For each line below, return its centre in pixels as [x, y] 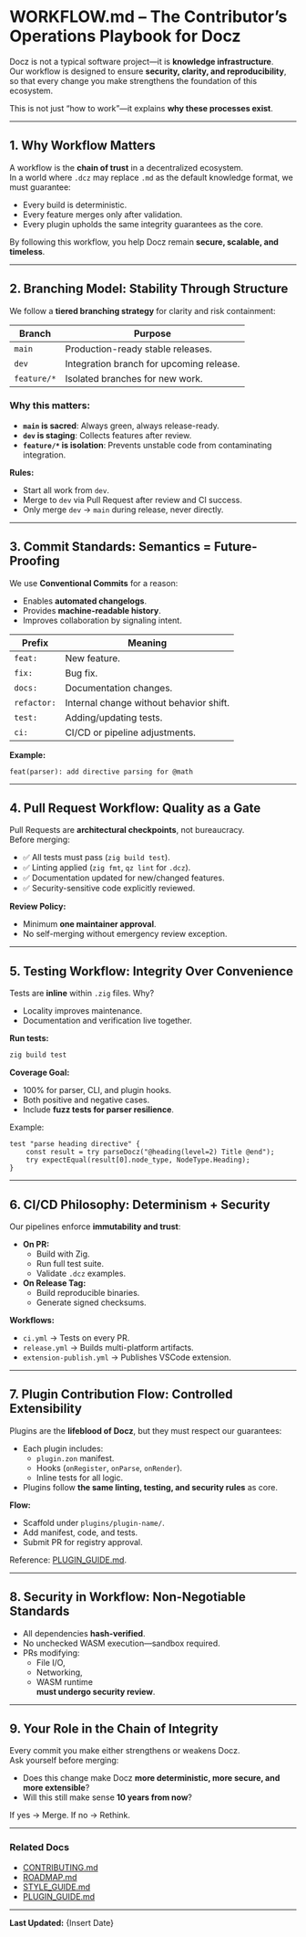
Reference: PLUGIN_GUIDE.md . [68, 1560]
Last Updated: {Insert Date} [62, 1922]
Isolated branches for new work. [134, 378]
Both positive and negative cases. [86, 1100]
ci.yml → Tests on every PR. [76, 1337]
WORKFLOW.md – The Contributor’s [148, 17]
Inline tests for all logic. [80, 1478]
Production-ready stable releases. [138, 349]
